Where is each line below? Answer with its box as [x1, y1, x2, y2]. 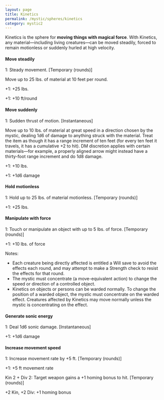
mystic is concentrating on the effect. [12, 302, 89, 308]
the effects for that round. [12, 271, 65, 277]
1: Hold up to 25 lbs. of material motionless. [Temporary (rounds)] [5, 195, 138, 200]
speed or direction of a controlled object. [12, 281, 96, 287]
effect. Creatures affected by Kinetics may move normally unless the [12, 297, 152, 303]
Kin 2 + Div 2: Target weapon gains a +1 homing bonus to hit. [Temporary [5, 374, 154, 381]
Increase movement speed [5, 344, 61, 350]
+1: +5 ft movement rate [5, 365, 54, 371]
